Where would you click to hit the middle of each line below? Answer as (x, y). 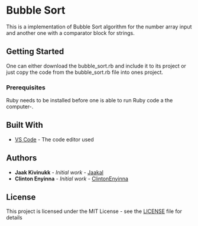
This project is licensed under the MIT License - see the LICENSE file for (94, 211)
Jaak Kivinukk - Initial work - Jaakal (59, 172)
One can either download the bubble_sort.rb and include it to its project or (96, 66)
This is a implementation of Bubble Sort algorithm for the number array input (99, 27)
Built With (25, 125)
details (14, 218)
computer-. (20, 106)
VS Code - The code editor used (54, 139)
